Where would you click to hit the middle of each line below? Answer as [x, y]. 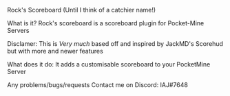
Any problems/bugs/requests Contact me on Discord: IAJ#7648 [97, 85]
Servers [18, 31]
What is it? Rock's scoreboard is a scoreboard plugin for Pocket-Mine [106, 23]
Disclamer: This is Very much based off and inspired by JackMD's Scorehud [115, 44]
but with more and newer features [55, 51]
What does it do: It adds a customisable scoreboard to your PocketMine [109, 64]
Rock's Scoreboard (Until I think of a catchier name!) [82, 10]
